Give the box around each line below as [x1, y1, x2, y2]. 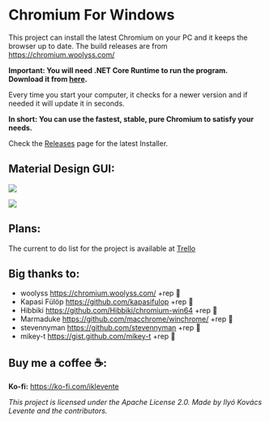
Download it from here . [8, 74, 88, 84]
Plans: [8, 222, 41, 236]
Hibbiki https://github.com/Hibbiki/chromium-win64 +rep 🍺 [19, 306, 217, 316]
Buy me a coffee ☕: [8, 355, 107, 370]
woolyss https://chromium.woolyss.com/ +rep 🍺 [19, 288, 181, 298]
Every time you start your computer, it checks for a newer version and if [8, 89, 248, 99]
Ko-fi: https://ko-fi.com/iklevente [8, 381, 119, 391]
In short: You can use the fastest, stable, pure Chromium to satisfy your [8, 114, 254, 123]
